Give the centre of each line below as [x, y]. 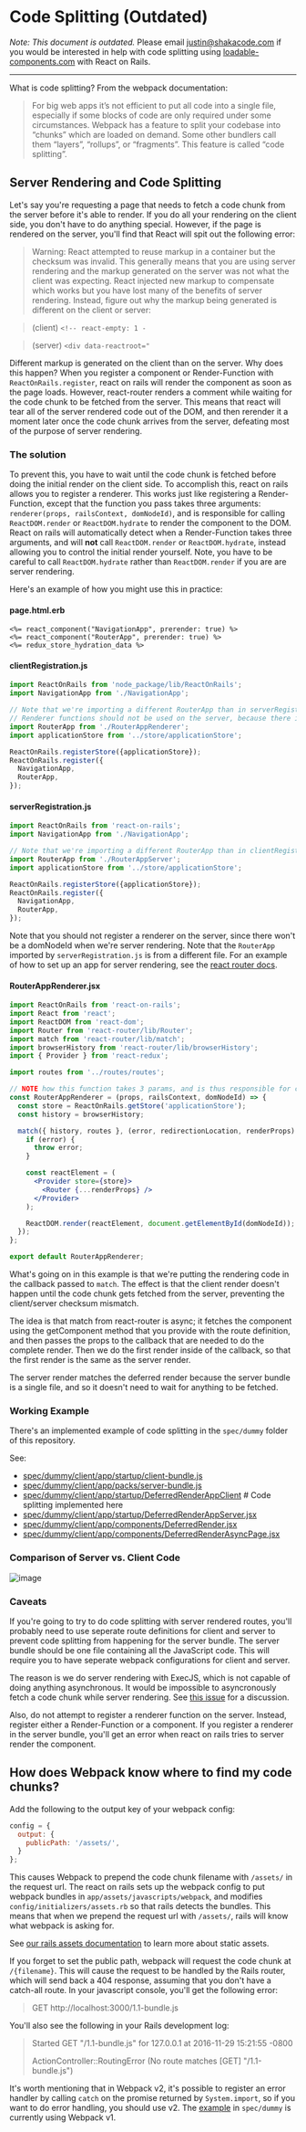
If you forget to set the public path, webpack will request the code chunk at [150, 1961]
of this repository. [42, 1441]
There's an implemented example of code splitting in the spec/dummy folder [149, 1430]
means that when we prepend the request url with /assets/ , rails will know [149, 1916]
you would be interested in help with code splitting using [115, 51]
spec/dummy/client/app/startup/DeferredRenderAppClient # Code [147, 1495]
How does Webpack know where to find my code [151, 1773]
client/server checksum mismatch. [74, 1303]
